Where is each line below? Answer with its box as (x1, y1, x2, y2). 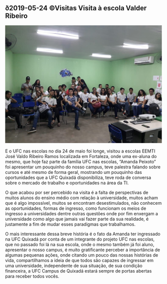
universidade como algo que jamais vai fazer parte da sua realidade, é (5, 216, 149, 222)
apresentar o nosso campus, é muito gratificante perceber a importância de (5, 247, 161, 253)
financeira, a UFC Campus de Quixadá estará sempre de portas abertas (5, 268, 152, 274)
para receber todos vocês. (5, 273, 60, 279)
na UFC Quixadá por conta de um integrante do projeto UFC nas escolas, (5, 236, 155, 242)
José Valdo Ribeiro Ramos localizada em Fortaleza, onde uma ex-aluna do (5, 153, 157, 159)
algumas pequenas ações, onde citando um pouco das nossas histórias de (5, 252, 159, 258)
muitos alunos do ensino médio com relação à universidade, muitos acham (5, 194, 158, 201)
